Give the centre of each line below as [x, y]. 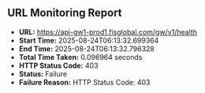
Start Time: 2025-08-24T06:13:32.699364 [89, 40]
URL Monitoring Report [65, 13]
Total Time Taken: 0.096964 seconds [80, 57]
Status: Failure [43, 73]
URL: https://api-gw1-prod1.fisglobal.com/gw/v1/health [108, 32]
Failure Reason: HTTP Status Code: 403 [84, 82]
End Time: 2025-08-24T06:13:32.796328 [87, 48]
